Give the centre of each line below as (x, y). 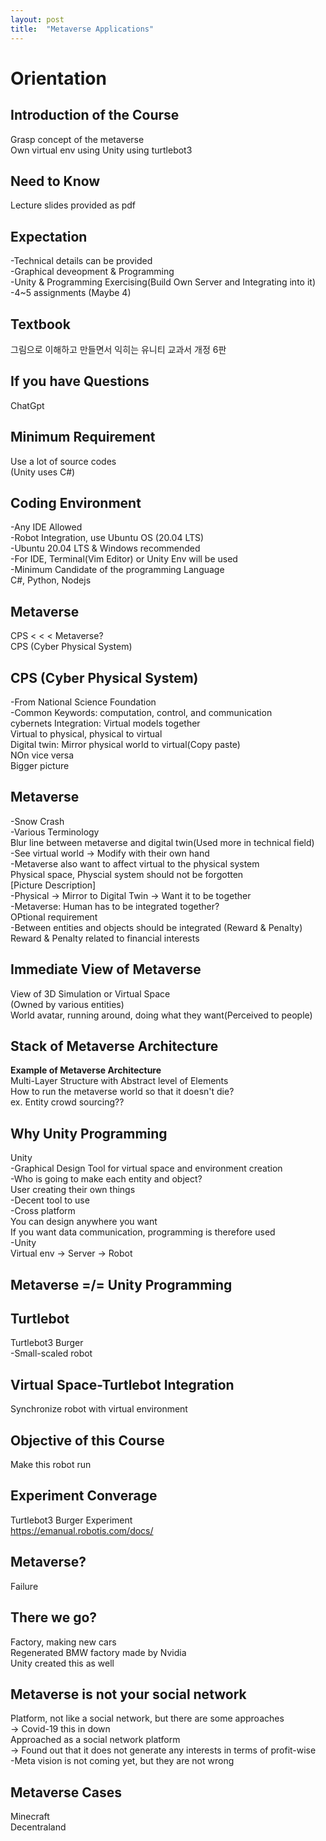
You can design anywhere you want (84, 1222)
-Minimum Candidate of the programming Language (117, 570)
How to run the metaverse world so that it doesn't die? (122, 1092)
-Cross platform (43, 1211)
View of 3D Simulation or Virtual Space (90, 993)
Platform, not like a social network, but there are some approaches (147, 1718)
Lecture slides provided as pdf (73, 205)
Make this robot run (51, 1465)
